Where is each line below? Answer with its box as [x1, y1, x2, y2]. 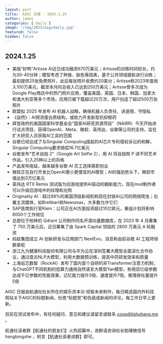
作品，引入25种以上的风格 [12, 156, 65, 163]
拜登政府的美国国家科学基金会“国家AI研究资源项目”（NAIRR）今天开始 [12, 120, 152, 126]
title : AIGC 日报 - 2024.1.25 [5, 12, 67, 17]
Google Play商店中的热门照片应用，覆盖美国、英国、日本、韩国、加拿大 [12, 90, 156, 96]
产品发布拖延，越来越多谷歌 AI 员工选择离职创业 [12, 163, 109, 169]
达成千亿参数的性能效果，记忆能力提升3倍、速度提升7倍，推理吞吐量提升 [12, 272, 158, 278]
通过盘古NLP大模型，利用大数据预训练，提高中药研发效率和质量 [20, 254, 149, 260]
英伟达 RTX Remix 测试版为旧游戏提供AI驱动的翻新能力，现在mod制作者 [12, 181, 157, 187]
